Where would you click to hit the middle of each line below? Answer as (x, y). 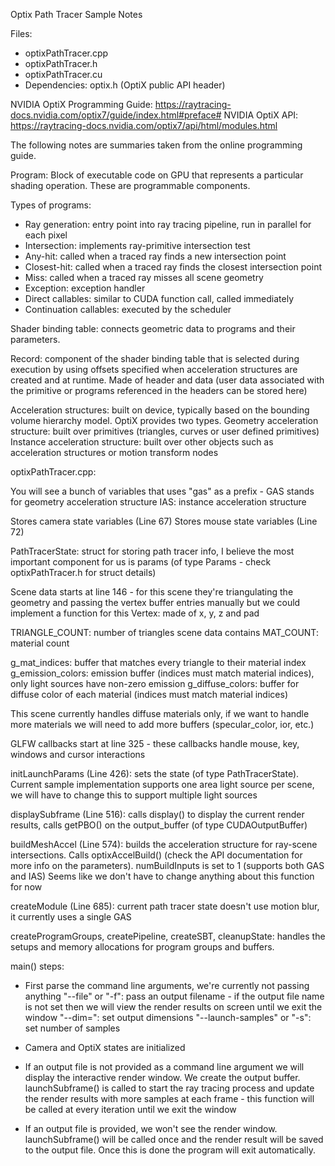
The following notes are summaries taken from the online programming (156, 145)
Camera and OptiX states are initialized (105, 1047)
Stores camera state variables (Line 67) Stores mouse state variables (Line (164, 521)
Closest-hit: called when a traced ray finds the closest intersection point (173, 267)
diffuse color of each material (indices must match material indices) (149, 694)
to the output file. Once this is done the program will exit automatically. (170, 1150)
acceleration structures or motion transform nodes (114, 452)
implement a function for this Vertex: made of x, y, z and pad (135, 613)
